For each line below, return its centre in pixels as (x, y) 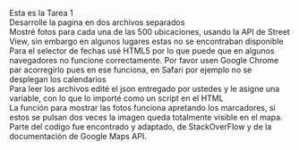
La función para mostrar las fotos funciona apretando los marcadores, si (142, 108)
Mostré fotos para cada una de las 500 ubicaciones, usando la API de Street (150, 32)
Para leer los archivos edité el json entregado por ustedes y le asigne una (145, 89)
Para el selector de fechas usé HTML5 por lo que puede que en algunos (142, 51)
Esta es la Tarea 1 (41, 13)
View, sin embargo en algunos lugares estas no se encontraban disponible (146, 41)
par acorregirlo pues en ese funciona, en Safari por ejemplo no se (131, 70)
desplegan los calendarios (58, 79)
